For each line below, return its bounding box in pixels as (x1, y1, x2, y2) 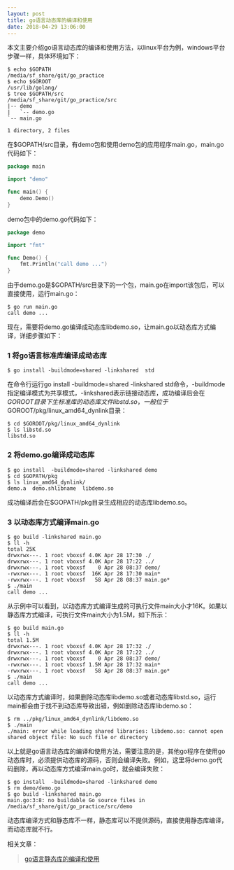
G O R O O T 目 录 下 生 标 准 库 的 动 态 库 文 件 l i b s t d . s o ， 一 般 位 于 (7, 398, 168, 406)
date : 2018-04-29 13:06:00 (7, 23, 86, 30)
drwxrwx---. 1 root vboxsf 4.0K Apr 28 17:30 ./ (7, 552, 152, 559)
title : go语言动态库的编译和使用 (7, 17, 93, 24)
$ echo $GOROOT (7, 78, 52, 85)
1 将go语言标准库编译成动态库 (7, 351, 107, 360)
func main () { (7, 188, 49, 196)
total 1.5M (7, 637, 39, 644)
